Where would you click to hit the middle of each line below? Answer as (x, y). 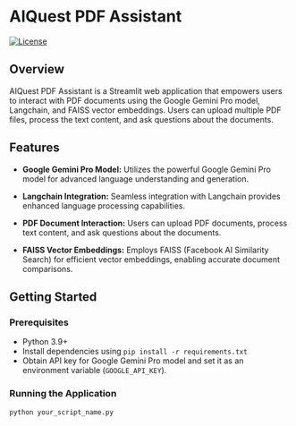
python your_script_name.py (62, 412)
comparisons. (47, 268)
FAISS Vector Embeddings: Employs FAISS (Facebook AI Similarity (145, 250)
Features (34, 148)
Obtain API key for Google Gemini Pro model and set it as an (133, 361)
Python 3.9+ (45, 342)
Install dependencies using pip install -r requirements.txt (135, 352)
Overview (37, 69)
